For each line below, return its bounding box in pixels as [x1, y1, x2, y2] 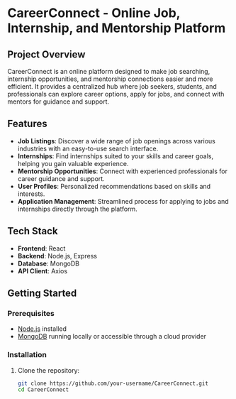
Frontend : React [17, 244, 66, 253]
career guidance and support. [17, 174, 105, 182]
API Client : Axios [17, 266, 68, 275]
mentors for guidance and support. [7, 97, 110, 106]
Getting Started [7, 288, 77, 300]
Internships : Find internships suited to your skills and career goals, [17, 151, 214, 160]
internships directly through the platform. [17, 204, 138, 213]
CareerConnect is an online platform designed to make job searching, [7, 67, 210, 75]
